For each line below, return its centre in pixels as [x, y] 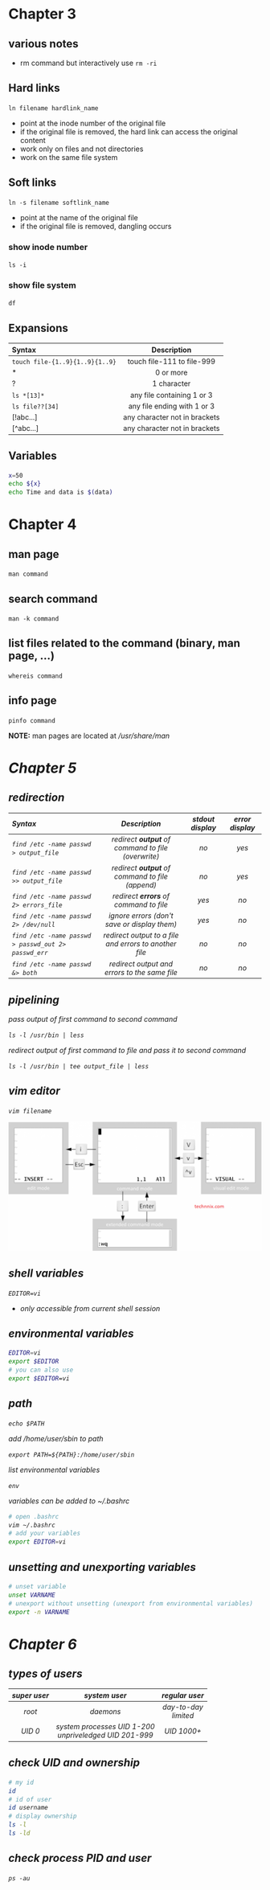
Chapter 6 [43, 1644]
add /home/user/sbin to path [56, 1438]
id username [28, 1808]
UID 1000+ [183, 1731]
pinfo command [32, 720]
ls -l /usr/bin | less [46, 1035]
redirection [37, 798]
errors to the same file [141, 972]
